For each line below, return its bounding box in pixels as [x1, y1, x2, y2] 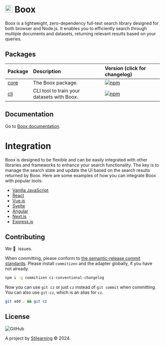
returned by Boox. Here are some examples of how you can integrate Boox [5, 172, 156, 178]
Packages [5, 50, 36, 59]
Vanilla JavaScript [12, 187, 49, 193]
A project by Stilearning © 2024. [5, 335, 71, 341]
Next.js [12, 213, 27, 219]
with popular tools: [5, 178, 43, 184]
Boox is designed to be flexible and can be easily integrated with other [5, 157, 148, 162]
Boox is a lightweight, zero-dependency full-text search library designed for [5, 20, 159, 26]
